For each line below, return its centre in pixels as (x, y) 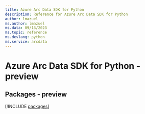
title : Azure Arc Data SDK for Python (45, 10)
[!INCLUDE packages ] (27, 106)
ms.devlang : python (25, 37)
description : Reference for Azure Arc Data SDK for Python (67, 14)
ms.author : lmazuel (25, 23)
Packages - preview (36, 95)
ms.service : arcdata (26, 42)
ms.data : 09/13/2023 (26, 28)
